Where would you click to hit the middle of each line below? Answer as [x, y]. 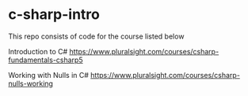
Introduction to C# [38, 51]
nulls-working [31, 83]
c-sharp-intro [54, 15]
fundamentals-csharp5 [46, 60]
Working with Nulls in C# [49, 75]
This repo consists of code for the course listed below [96, 36]
